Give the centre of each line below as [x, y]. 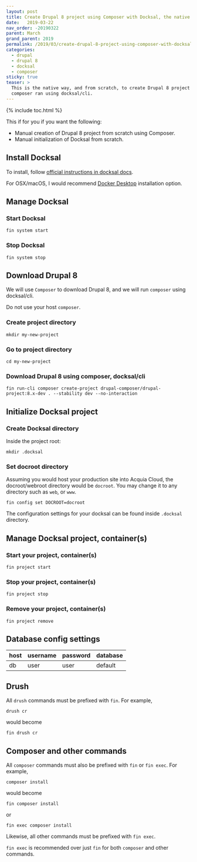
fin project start [28, 567]
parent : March [23, 33]
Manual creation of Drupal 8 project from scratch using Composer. [95, 133]
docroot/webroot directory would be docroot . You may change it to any [92, 486]
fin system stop [26, 257]
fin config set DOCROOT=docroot [45, 503]
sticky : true [22, 77]
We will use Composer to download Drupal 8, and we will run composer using [96, 290]
